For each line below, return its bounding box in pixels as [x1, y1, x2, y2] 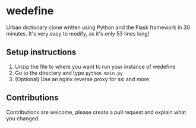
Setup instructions [6, 47, 77, 57]
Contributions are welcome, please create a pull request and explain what [6, 108, 186, 116]
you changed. [6, 114, 40, 122]
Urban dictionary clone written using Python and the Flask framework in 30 [6, 24, 190, 31]
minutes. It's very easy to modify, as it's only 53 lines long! [6, 30, 150, 37]
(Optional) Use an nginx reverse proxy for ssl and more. [14, 75, 151, 82]
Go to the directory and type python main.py [14, 69, 123, 76]
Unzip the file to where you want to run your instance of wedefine [14, 63, 176, 70]
